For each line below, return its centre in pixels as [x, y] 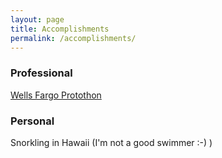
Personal [32, 121]
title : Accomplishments [60, 29]
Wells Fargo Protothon [56, 95]
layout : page [37, 19]
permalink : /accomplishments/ [73, 38]
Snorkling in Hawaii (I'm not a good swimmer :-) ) [111, 142]
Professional [41, 73]
